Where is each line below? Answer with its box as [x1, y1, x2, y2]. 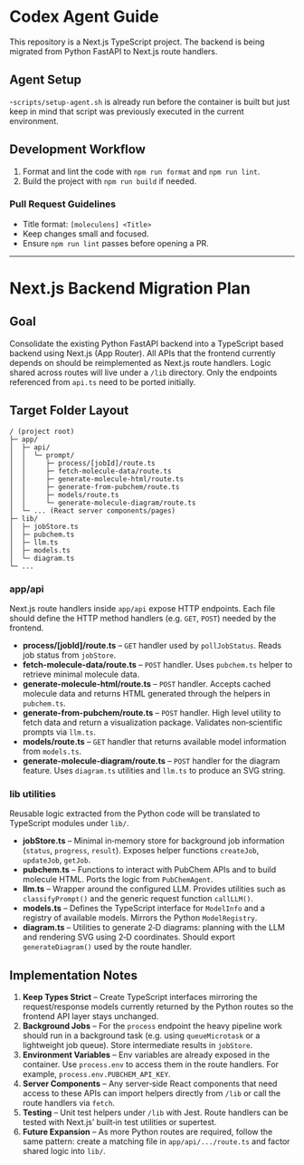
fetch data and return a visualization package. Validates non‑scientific [22, 717, 283, 727]
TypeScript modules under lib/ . [9, 818, 129, 829]
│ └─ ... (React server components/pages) [9, 505, 176, 515]
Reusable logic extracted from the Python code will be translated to [9, 808, 261, 819]
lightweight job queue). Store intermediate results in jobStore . [22, 1040, 253, 1051]
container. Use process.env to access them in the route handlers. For [22, 1059, 279, 1070]
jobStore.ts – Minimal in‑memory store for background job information [22, 835, 285, 846]
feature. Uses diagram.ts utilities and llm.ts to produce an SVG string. [22, 765, 286, 775]
